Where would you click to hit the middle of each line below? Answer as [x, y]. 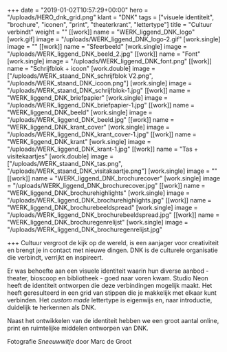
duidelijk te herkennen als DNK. [52, 307]
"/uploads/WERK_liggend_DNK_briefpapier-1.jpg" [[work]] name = [101, 105]
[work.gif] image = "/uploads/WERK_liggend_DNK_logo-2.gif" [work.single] [114, 39]
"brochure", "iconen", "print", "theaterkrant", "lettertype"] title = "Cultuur [110, 24]
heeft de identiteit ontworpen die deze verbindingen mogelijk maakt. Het [110, 286]
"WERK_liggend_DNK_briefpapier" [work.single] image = [88, 98]
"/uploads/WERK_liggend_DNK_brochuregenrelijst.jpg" [85, 229]
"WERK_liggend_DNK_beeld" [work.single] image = [80, 112]
